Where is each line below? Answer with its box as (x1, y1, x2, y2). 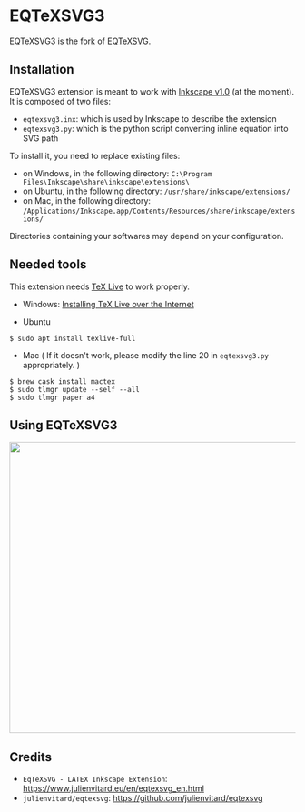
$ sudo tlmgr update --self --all (9, 385, 141, 394)
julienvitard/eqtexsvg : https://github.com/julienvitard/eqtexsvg (22, 793, 263, 804)
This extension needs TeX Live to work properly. (9, 281, 191, 292)
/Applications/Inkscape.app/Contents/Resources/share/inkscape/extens (22, 206, 296, 216)
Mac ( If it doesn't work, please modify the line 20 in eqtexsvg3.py (22, 349, 270, 360)
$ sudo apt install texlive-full (9, 334, 136, 343)
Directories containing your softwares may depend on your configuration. (9, 230, 284, 241)
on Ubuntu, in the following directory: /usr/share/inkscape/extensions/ (22, 185, 290, 196)
